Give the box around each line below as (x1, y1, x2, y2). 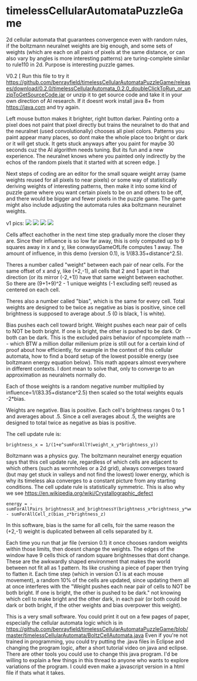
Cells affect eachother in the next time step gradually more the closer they (6, 231, 186, 238)
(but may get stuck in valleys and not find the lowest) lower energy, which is (6, 471, 190, 478)
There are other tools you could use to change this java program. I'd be (6, 650, 178, 657)
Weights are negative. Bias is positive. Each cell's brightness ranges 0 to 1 (6, 407, 185, 414)
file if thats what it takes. (6, 669, 66, 676)
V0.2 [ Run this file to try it (6, 72, 69, 79)
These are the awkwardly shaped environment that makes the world (6, 558, 171, 565)
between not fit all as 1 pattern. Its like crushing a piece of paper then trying (6, 564, 189, 571)
